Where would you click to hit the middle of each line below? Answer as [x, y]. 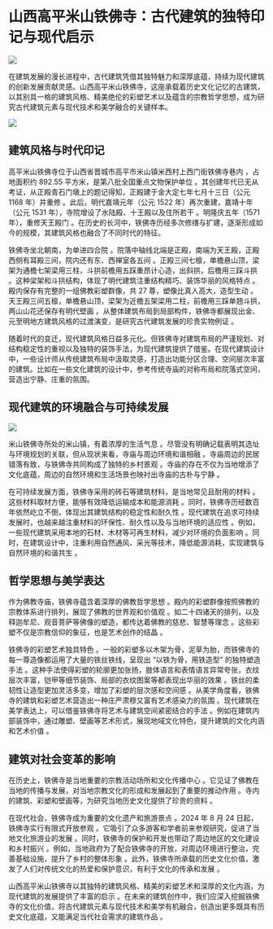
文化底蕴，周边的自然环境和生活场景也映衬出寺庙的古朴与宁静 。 [116, 474]
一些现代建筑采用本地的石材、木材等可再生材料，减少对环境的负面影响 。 [130, 532]
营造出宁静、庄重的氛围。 [51, 379]
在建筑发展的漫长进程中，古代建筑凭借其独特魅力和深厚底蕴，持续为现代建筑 [136, 76]
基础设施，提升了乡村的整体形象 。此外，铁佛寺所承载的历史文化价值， [134, 859]
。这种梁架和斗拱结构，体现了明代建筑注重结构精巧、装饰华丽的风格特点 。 [134, 280]
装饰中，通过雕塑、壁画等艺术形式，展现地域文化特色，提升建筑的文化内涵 [140, 721]
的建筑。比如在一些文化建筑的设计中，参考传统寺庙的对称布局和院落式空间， [136, 369]
